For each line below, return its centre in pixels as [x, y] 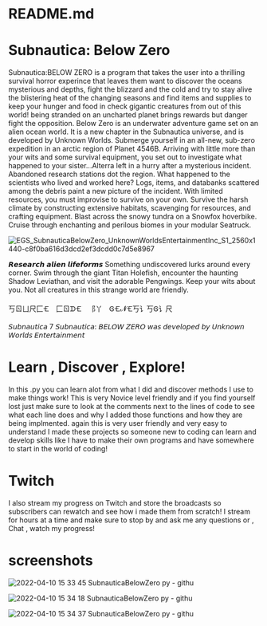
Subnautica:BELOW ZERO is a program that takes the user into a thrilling [127, 73]
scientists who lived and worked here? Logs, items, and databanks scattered [134, 183]
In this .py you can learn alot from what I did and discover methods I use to [131, 390]
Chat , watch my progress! [52, 528]
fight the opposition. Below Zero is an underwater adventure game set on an [133, 124]
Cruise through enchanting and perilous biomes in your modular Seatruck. [130, 225]
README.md [51, 14]
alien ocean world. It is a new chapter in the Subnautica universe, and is [126, 132]
